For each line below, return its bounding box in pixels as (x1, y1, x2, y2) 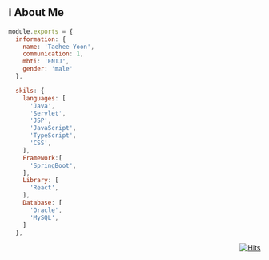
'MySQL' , (29, 213, 59, 221)
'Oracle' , (29, 206, 62, 214)
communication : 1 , (22, 50, 84, 58)
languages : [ (22, 94, 66, 102)
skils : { (15, 87, 45, 95)
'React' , (29, 184, 59, 192)
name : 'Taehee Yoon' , (22, 43, 94, 51)
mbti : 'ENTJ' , (22, 58, 70, 66)
